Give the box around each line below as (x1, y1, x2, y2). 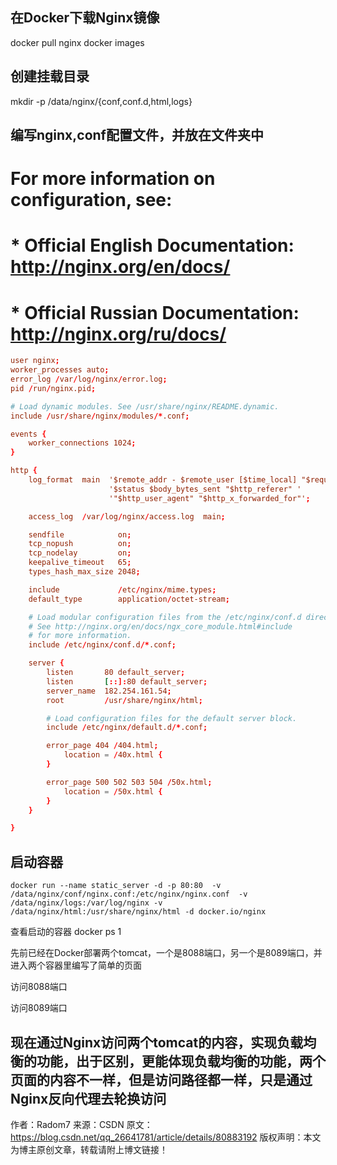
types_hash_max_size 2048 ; (28, 567, 141, 577)
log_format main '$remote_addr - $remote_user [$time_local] (28, 475, 298, 485)
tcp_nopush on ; (28, 539, 132, 549)
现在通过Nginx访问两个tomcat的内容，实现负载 (10, 1034, 304, 1051)
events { (10, 429, 47, 439)
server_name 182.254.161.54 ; (46, 686, 172, 696)
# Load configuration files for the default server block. (46, 713, 298, 723)
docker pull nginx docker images (10, 36, 145, 48)
